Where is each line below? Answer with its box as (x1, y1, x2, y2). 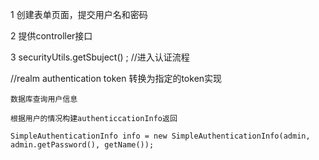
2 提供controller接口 (10, 30, 93, 42)
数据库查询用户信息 (10, 94, 78, 104)
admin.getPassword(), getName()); (10, 140, 155, 150)
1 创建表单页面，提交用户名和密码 (10, 9, 148, 20)
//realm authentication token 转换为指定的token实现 (10, 73, 223, 84)
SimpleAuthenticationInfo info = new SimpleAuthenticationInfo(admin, (10, 131, 311, 141)
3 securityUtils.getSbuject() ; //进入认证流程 (10, 51, 190, 63)
